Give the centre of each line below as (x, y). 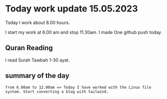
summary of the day (37, 76)
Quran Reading (29, 48)
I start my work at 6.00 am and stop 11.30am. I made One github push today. (84, 32)
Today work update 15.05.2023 (71, 9)
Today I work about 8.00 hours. (38, 22)
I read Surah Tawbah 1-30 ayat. (38, 60)
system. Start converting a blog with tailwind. (57, 91)
